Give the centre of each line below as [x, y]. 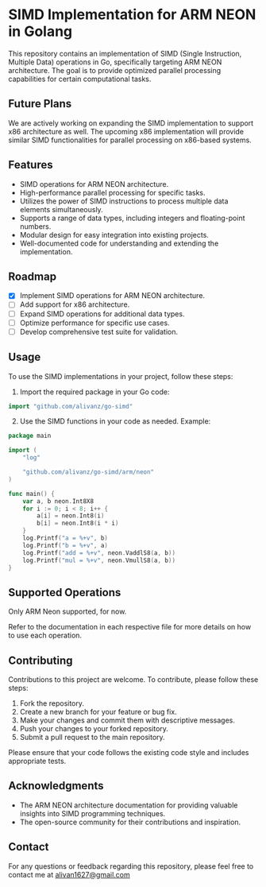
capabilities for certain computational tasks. [80, 79]
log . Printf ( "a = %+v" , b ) [66, 538]
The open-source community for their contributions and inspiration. [130, 822]
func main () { [32, 494]
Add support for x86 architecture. [75, 304]
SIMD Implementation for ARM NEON [132, 15]
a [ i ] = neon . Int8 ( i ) [71, 516]
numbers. [35, 226]
